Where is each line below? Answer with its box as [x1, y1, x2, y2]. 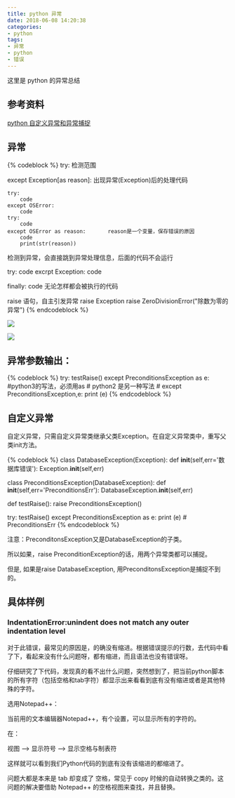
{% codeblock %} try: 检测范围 [7, 161, 97, 169]
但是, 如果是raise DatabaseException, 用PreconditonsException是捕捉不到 [7, 565, 221, 573]
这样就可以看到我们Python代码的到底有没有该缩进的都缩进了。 [7, 759, 188, 767]
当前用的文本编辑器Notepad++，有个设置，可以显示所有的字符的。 [7, 714, 201, 723]
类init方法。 [7, 441, 41, 449]
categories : [7, 23, 42, 30]
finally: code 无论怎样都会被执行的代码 [7, 282, 119, 291]
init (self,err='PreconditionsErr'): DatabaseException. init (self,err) [7, 486, 194, 494]
